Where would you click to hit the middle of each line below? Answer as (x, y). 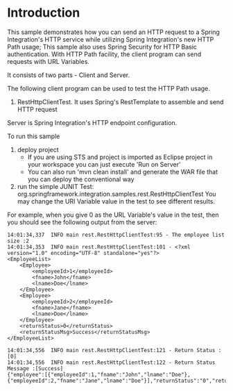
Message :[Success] (35, 368)
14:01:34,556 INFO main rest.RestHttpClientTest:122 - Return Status (111, 363)
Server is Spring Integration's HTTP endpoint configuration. (92, 122)
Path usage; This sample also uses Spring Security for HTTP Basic (102, 47)
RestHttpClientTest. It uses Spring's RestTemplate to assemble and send (120, 101)
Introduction (44, 13)
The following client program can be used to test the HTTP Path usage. (109, 88)
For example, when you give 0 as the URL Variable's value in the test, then (113, 215)
